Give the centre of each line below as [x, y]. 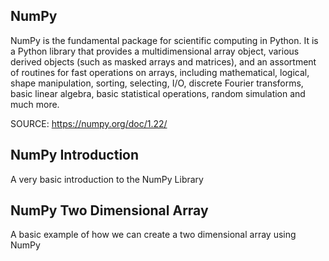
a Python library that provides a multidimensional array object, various [155, 51]
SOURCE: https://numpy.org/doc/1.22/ [89, 123]
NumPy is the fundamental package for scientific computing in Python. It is [164, 40]
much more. [35, 104]
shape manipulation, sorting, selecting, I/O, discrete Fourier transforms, [157, 83]
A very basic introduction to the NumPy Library [107, 179]
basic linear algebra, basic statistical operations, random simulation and [158, 93]
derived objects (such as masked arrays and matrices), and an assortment [163, 61]
